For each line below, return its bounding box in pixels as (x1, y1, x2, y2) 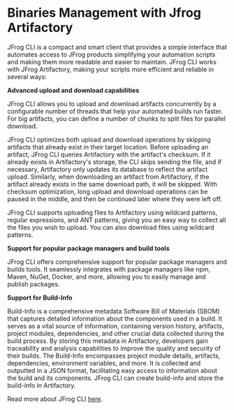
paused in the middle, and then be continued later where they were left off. (7, 194, 222, 203)
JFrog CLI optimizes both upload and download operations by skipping (7, 135, 211, 144)
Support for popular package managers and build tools (7, 244, 170, 252)
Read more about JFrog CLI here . (7, 395, 103, 403)
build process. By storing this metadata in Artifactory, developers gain (7, 337, 208, 345)
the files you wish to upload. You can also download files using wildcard (7, 223, 214, 231)
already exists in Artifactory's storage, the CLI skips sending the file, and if (7, 157, 222, 166)
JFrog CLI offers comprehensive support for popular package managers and (7, 257, 227, 266)
